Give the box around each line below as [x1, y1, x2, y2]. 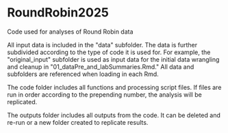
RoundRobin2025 [7, 5, 110, 21]
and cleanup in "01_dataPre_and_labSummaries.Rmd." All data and [7, 62, 194, 71]
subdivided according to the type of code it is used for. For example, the [7, 48, 211, 56]
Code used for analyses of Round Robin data [7, 27, 134, 36]
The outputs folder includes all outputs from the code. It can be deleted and [7, 111, 220, 119]
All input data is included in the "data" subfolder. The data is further [7, 40, 198, 49]
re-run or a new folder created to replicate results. [7, 118, 149, 126]
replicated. [7, 97, 38, 106]
